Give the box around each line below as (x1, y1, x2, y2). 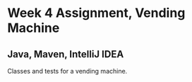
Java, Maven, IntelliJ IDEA (7, 48, 124, 60)
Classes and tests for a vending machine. (7, 67, 128, 75)
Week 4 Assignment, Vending (7, 5, 186, 21)
